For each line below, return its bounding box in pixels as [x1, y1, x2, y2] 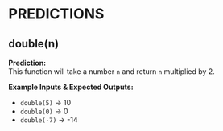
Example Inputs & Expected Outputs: [8, 82, 134, 92]
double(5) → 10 [19, 98, 71, 107]
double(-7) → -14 [19, 115, 78, 125]
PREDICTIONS [8, 5, 105, 23]
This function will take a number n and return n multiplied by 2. [8, 67, 215, 76]
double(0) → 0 [19, 106, 68, 116]
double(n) [8, 37, 59, 51]
